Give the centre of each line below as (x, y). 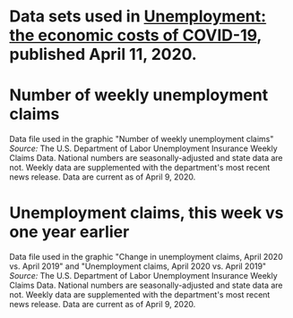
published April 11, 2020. (103, 54)
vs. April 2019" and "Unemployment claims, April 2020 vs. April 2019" (138, 266)
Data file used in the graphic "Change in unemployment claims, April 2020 (146, 257)
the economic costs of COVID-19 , (136, 35)
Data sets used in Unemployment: (138, 17)
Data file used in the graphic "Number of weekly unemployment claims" (142, 139)
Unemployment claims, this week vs (146, 213)
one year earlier (69, 232)
